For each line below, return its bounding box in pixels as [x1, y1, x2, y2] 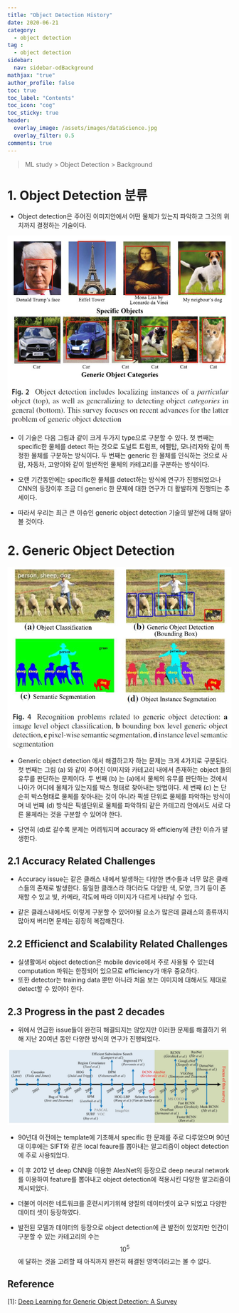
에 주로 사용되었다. [17, 1151, 70, 1159]
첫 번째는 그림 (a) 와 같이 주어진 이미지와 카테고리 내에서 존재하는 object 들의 [17, 765, 232, 774]
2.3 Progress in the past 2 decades [7, 1005, 165, 1017]
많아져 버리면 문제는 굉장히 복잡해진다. [17, 917, 124, 925]
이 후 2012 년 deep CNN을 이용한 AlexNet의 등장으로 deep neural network [17, 1166, 230, 1174]
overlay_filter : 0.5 [14, 132, 75, 139]
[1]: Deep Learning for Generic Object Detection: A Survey [7, 1297, 178, 1306]
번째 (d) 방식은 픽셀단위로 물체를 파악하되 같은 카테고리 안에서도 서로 [33, 800, 224, 810]
